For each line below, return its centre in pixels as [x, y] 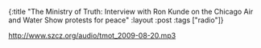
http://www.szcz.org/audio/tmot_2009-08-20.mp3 [92, 36]
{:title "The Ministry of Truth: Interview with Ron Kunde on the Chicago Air [131, 12]
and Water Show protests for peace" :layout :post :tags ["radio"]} [116, 20]
